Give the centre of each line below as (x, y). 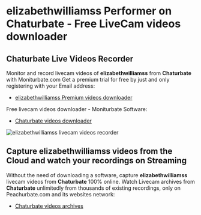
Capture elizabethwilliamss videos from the (89, 151)
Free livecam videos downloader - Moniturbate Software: (77, 109)
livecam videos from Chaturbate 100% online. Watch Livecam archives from (100, 181)
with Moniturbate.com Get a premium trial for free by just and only (88, 80)
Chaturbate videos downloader (53, 121)
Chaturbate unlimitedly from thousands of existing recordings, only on (94, 188)
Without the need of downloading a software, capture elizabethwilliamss (97, 175)
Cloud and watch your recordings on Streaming (97, 161)
